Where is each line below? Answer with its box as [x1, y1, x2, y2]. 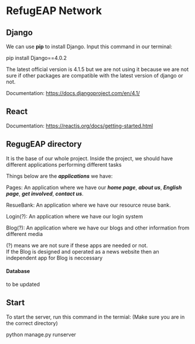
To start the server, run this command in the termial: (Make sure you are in [6, 313, 185, 321]
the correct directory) [6, 319, 59, 326]
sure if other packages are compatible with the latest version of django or [6, 72, 183, 79]
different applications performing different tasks [6, 161, 122, 168]
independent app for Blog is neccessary [6, 254, 103, 261]
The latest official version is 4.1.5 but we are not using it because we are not [6, 66, 189, 73]
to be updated [6, 281, 40, 288]
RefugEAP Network [6, 4, 102, 18]
